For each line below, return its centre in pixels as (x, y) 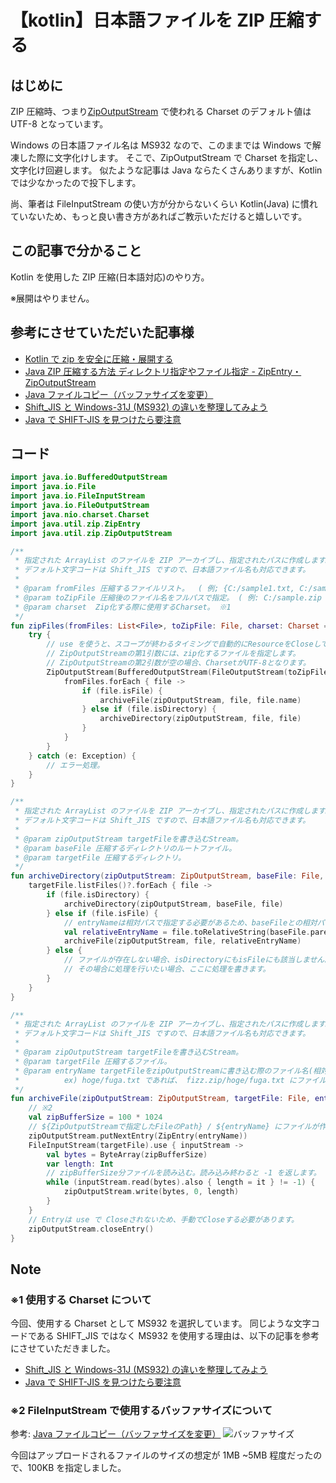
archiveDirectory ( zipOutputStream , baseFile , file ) (173, 904)
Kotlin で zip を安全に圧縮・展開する (99, 358)
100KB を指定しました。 (77, 1468)
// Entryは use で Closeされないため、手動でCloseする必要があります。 (163, 1219)
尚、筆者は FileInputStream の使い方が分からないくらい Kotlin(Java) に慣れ (164, 204)
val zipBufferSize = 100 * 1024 (95, 1117)
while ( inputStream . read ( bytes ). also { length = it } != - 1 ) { (181, 1182)
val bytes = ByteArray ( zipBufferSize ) (127, 1154)
